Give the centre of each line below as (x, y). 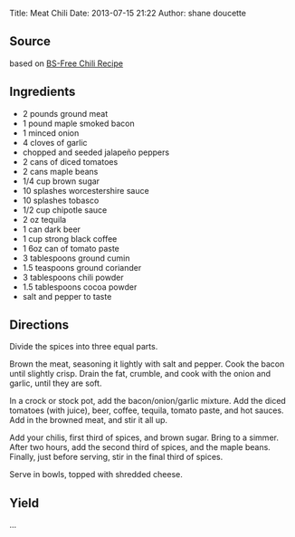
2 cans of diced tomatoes (70, 161)
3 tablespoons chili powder (73, 277)
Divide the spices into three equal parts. (84, 347)
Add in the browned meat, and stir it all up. (89, 420)
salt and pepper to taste (67, 296)
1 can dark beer (52, 229)
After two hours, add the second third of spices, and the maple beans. (140, 447)
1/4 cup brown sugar (61, 181)
